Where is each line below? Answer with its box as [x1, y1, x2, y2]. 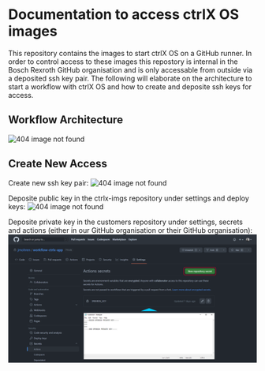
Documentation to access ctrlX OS [8, 6, 239, 24]
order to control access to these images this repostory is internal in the [8, 57, 238, 66]
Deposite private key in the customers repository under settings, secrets [8, 217, 243, 227]
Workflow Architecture [8, 113, 124, 127]
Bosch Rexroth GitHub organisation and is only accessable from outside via [8, 65, 253, 74]
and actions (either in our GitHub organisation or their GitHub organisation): [8, 225, 253, 234]
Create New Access [8, 157, 108, 171]
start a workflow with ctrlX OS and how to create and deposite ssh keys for [8, 81, 252, 92]
